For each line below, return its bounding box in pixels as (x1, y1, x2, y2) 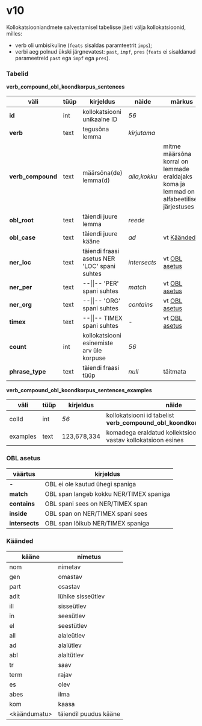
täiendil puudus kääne (58, 709, 120, 718)
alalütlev (58, 641, 82, 649)
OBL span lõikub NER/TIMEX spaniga (44, 519, 150, 527)
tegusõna (82, 125, 109, 133)
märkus (170, 98, 194, 106)
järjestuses (163, 202, 194, 211)
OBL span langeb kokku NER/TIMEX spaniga (44, 489, 170, 498)
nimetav (58, 563, 81, 571)
